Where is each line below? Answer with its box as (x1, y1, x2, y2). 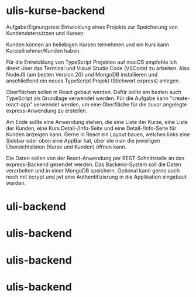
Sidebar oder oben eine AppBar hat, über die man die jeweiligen (6, 137, 160, 144)
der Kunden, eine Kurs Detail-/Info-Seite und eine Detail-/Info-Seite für (6, 125, 177, 132)
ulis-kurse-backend (6, 4, 105, 18)
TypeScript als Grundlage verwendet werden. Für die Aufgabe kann (6, 95, 169, 102)
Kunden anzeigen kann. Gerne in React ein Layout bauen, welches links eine (6, 130, 190, 138)
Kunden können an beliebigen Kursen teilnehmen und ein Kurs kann (6, 41, 170, 48)
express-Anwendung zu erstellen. (6, 107, 88, 114)
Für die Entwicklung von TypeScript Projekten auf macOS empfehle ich (6, 58, 177, 65)
